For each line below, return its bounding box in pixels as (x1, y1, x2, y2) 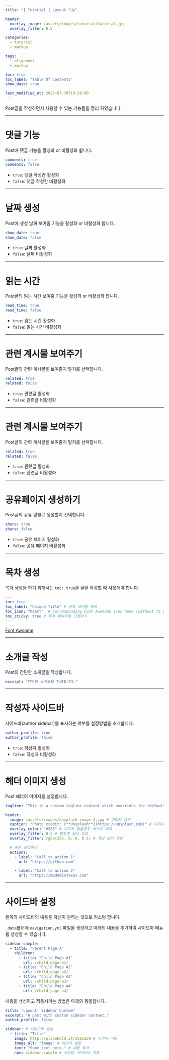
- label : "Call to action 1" (14, 854, 75, 860)
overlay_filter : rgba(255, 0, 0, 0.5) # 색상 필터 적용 (10, 836, 123, 841)
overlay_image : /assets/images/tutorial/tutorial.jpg (10, 21, 125, 26)
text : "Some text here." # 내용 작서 (14, 1045, 89, 1050)
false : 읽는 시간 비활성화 (12, 324, 62, 330)
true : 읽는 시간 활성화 (12, 318, 55, 324)
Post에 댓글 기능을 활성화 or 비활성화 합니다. (5, 147, 93, 153)
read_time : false (5, 308, 42, 313)
